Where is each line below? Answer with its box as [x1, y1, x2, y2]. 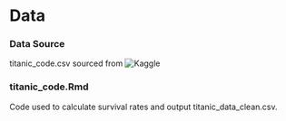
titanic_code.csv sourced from [9, 58, 123, 69]
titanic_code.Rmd [9, 80, 89, 93]
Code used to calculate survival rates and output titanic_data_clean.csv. [9, 101, 278, 112]
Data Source [9, 38, 65, 51]
